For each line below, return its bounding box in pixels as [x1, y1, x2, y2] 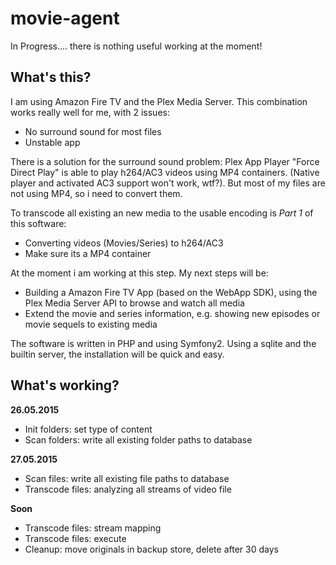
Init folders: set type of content [24, 423, 153, 435]
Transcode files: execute [24, 532, 127, 544]
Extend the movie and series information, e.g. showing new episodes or [24, 307, 321, 319]
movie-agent [10, 7, 120, 30]
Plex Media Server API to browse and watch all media [24, 297, 245, 309]
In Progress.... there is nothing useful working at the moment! [10, 40, 263, 52]
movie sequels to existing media [24, 318, 158, 330]
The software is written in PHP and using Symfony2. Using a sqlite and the [10, 337, 317, 349]
